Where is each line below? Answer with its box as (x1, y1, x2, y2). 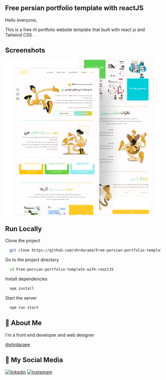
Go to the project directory (5, 257, 59, 263)
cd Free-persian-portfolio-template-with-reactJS (9, 267, 114, 272)
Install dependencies (5, 276, 48, 282)
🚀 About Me (5, 319, 42, 327)
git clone (9, 248, 30, 253)
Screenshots (5, 46, 45, 55)
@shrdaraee (5, 342, 31, 347)
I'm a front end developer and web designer (5, 332, 95, 338)
